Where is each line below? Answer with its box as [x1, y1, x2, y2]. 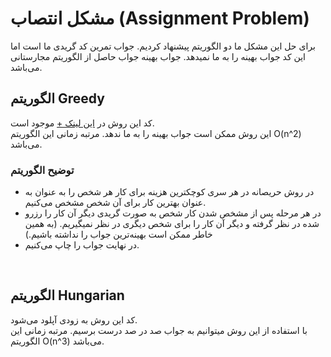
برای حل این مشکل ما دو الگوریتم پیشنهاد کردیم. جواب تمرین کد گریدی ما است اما [10, 40, 316, 52]
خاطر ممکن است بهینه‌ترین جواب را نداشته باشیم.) [24, 228, 213, 241]
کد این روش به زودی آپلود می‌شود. [10, 313, 138, 326]
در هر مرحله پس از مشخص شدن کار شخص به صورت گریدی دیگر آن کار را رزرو [24, 207, 322, 219]
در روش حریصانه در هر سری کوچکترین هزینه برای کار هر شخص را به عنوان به [24, 186, 315, 198]
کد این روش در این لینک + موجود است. [10, 117, 155, 129]
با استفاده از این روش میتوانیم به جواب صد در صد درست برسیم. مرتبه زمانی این [10, 324, 308, 336]
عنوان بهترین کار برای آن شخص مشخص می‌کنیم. [24, 197, 207, 209]
